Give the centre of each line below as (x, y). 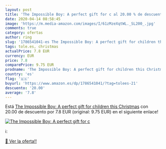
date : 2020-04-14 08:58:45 (33, 19)
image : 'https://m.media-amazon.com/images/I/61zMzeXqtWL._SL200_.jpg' (80, 24)
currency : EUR (20, 56)
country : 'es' (20, 74)
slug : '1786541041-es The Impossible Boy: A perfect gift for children (80, 42)
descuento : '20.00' (25, 88)
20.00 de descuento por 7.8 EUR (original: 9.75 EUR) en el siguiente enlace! (82, 112)
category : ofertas (24, 33)
